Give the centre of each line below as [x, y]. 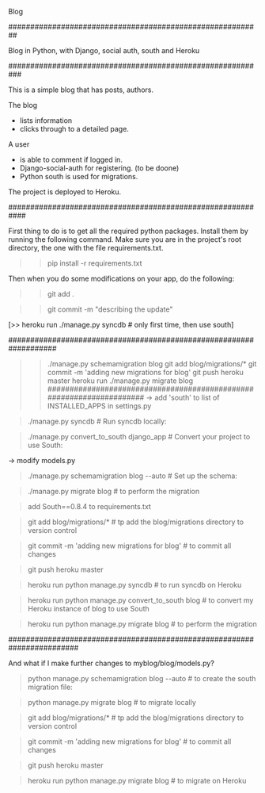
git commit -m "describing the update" [110, 309]
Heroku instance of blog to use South [89, 609]
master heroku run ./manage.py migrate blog [120, 381]
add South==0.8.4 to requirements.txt [89, 506]
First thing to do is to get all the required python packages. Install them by [129, 231]
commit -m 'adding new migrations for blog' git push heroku [145, 372]
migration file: [50, 687]
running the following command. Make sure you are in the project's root [125, 239]
